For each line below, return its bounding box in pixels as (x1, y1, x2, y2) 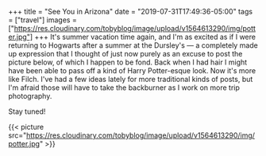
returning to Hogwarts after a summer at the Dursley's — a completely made (8, 41, 258, 50)
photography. (8, 92, 52, 100)
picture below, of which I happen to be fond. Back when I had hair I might (8, 57, 248, 67)
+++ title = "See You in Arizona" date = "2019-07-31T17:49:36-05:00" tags (8, 7, 253, 16)
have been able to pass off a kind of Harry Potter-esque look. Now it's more (8, 66, 256, 75)
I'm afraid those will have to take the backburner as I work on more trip (8, 83, 241, 92)
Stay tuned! (8, 107, 46, 116)
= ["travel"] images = (8, 15, 77, 25)
